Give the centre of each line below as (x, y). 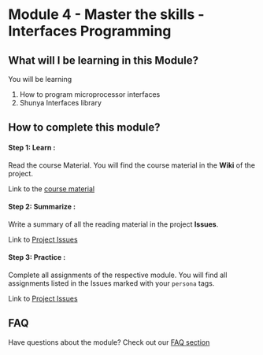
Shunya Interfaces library (61, 103)
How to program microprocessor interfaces (90, 94)
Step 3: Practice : (37, 257)
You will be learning (40, 79)
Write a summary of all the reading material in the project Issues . (113, 224)
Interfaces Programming (90, 31)
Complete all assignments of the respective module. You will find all (118, 275)
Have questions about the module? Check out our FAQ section (109, 342)
